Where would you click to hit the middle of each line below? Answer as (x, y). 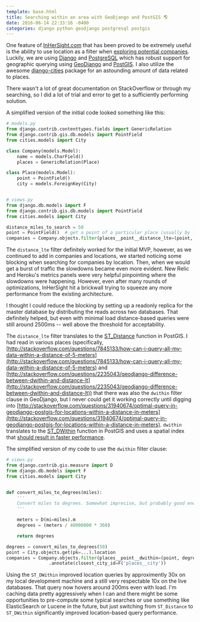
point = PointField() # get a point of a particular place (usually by (98, 233)
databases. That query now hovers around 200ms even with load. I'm (91, 587)
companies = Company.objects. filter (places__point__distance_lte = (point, (100, 238)
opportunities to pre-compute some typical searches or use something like (98, 600)
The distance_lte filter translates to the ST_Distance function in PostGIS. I (97, 336)
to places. (18, 77)
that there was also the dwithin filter (138, 393)
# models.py (21, 124)
